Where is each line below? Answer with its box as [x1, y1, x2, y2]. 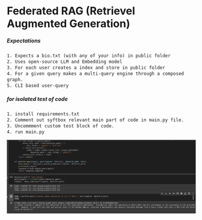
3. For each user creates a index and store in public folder [7, 65, 165, 71]
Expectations [7, 37, 41, 44]
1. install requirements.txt [7, 111, 80, 117]
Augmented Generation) [7, 17, 131, 30]
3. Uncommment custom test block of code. [7, 123, 114, 129]
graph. [7, 77, 23, 83]
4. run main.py [7, 129, 45, 135]
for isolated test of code [7, 95, 68, 102]
